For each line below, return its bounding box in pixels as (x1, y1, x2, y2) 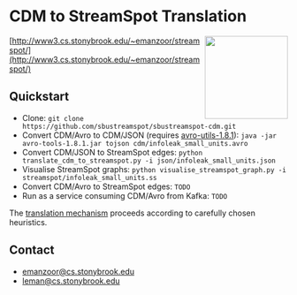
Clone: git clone (21, 112, 84, 123)
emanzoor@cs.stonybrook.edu (21, 266, 135, 276)
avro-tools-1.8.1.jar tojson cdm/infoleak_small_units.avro (21, 139, 248, 147)
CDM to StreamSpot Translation (9, 6, 247, 26)
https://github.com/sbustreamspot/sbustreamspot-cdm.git (21, 122, 237, 131)
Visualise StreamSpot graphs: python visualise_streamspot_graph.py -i (21, 163, 287, 174)
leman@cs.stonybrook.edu (21, 276, 121, 286)
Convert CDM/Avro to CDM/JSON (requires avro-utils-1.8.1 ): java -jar (21, 130, 277, 140)
